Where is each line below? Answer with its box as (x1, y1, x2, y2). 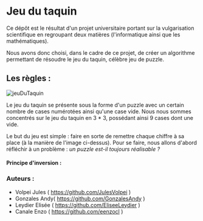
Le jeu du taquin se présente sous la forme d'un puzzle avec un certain (6, 101, 184, 108)
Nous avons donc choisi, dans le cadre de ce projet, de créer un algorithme (6, 49, 195, 56)
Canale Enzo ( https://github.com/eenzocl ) (15, 208, 123, 215)
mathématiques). (6, 37, 49, 44)
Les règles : (6, 73, 51, 83)
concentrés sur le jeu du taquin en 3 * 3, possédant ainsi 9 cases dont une (6, 114, 193, 121)
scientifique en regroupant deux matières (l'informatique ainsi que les (6, 30, 181, 38)
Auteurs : (6, 175, 35, 183)
